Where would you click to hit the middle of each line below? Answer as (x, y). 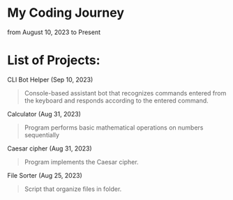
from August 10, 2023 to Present (54, 32)
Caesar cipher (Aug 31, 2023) (50, 148)
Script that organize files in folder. (73, 189)
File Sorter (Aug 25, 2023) (45, 175)
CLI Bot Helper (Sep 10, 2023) (50, 79)
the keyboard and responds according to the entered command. (116, 100)
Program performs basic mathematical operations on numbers (114, 128)
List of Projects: (54, 60)
